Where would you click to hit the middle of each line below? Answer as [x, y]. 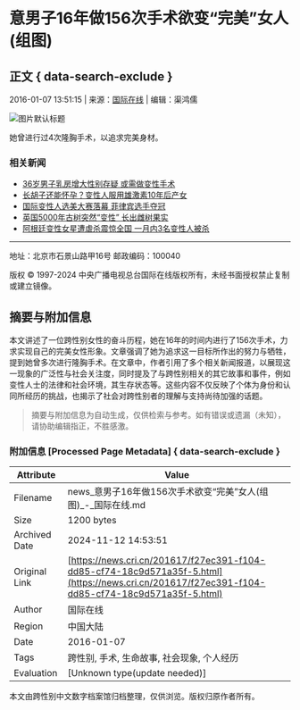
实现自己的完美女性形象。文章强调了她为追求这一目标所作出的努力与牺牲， [154, 351]
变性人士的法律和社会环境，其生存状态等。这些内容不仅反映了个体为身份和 [146, 385]
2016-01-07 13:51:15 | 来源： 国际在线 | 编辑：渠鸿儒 [104, 100]
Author [28, 610]
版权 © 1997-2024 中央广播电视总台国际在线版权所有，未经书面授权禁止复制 [150, 275]
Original [30, 572]
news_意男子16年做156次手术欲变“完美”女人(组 [168, 492]
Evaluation [36, 673]
